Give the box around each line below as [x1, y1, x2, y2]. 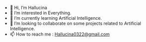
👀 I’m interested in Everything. [9, 10, 72, 16]
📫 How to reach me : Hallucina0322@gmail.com [9, 31, 110, 37]
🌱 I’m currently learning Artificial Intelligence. [9, 15, 102, 21]
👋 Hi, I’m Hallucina [9, 5, 47, 10]
